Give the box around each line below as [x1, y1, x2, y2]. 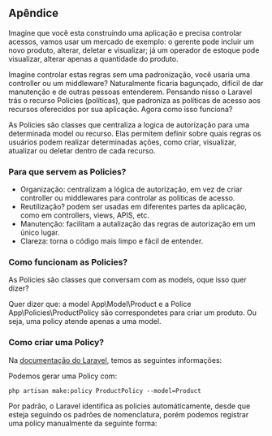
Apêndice [8, 6, 59, 20]
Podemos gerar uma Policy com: [8, 371, 118, 381]
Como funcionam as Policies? [8, 257, 128, 268]
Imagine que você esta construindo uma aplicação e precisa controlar [8, 28, 242, 37]
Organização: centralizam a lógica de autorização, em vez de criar [19, 184, 243, 194]
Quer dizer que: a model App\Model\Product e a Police [8, 300, 192, 309]
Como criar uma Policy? [8, 337, 104, 348]
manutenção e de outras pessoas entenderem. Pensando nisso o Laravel [8, 87, 253, 97]
